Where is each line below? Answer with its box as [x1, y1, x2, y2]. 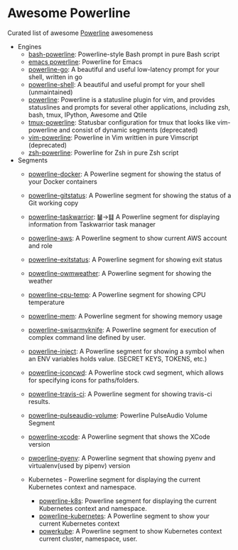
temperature [28, 298, 65, 306]
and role [28, 241, 53, 250]
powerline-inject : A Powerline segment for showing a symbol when [28, 347, 225, 356]
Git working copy [28, 198, 79, 207]
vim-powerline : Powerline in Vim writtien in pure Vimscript [28, 133, 199, 142]
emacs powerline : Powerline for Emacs [28, 57, 143, 66]
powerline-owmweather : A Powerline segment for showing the [28, 269, 212, 277]
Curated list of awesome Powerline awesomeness [7, 28, 154, 37]
